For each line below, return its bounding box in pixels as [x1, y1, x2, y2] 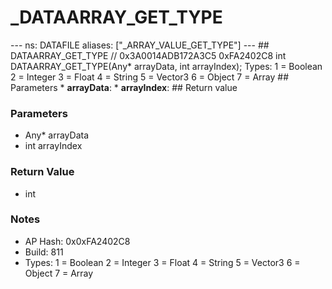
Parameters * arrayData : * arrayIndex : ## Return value [10, 81, 238, 93]
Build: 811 [24, 246, 64, 258]
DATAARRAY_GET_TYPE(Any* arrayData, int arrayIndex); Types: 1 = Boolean [10, 60, 323, 72]
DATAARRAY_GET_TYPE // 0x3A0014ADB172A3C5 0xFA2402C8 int [10, 49, 287, 61]
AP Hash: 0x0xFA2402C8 [24, 235, 131, 247]
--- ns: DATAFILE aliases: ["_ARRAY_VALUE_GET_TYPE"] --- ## [10, 39, 270, 51]
